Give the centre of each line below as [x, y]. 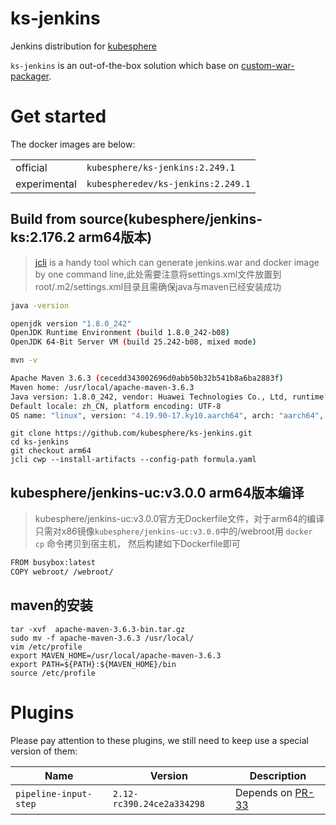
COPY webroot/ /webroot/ [62, 572]
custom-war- [268, 65]
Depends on [263, 792]
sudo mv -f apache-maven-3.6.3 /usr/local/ [102, 638]
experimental [46, 184]
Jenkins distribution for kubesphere [83, 46]
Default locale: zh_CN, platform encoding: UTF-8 [116, 406]
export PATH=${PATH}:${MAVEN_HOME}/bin [93, 664]
